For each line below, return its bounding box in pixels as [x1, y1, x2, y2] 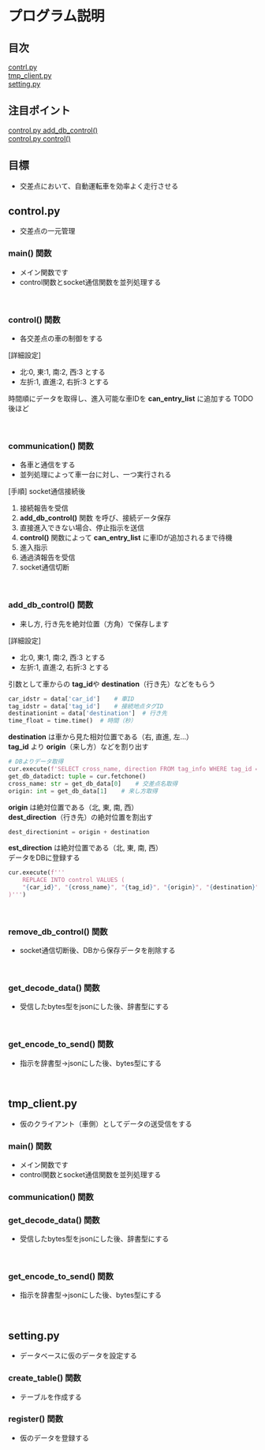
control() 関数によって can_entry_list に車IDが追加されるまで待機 [19, 533, 233, 543]
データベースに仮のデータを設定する [19, 1351, 138, 1361]
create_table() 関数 [8, 1373, 81, 1384]
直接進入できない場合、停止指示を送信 [19, 523, 144, 533]
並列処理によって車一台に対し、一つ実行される [19, 470, 172, 480]
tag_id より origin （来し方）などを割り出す [8, 742, 149, 752]
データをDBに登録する [8, 853, 80, 862]
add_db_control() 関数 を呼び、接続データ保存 [19, 514, 171, 523]
